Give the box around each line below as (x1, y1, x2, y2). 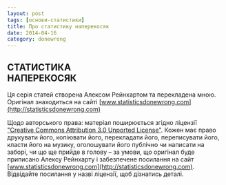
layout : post (7, 10, 45, 17)
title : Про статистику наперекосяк (7, 23, 110, 30)
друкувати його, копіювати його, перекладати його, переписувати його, (7, 133, 220, 142)
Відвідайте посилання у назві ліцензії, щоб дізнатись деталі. (7, 170, 184, 178)
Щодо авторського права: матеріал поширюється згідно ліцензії (7, 118, 198, 126)
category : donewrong (7, 36, 67, 43)
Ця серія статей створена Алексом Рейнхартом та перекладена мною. (7, 90, 216, 99)
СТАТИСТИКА (7, 61, 71, 73)
